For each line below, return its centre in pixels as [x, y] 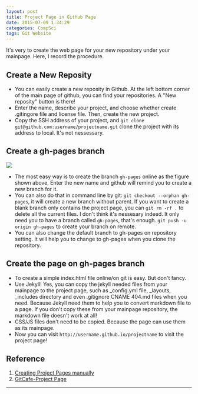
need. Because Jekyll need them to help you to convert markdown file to [103, 303]
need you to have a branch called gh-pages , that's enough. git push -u [100, 220]
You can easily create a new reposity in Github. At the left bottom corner [102, 89]
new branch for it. [36, 189]
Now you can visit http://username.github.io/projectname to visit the [99, 334]
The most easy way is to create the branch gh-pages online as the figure [102, 176]
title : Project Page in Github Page [51, 17]
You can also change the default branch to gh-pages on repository [95, 232]
